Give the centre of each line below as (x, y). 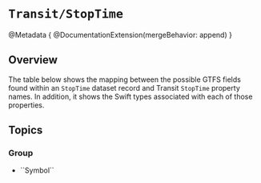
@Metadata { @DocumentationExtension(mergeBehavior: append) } (120, 35)
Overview (33, 60)
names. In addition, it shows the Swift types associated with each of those (130, 96)
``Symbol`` (37, 170)
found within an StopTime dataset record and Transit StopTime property (124, 87)
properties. (26, 105)
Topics (26, 130)
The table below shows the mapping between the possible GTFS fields (125, 79)
